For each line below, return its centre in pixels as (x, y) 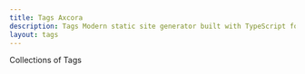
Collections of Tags (45, 60)
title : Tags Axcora (46, 18)
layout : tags (34, 34)
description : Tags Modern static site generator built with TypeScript (148, 26)
